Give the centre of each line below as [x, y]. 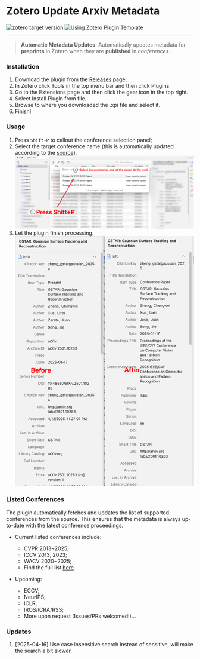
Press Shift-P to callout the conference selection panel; [83, 140]
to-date [15, 525]
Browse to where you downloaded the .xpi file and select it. [87, 105]
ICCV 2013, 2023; [45, 554]
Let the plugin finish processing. [54, 233]
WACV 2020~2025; [48, 561]
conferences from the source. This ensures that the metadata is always [93, 519]
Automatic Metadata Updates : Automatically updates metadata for [103, 45]
